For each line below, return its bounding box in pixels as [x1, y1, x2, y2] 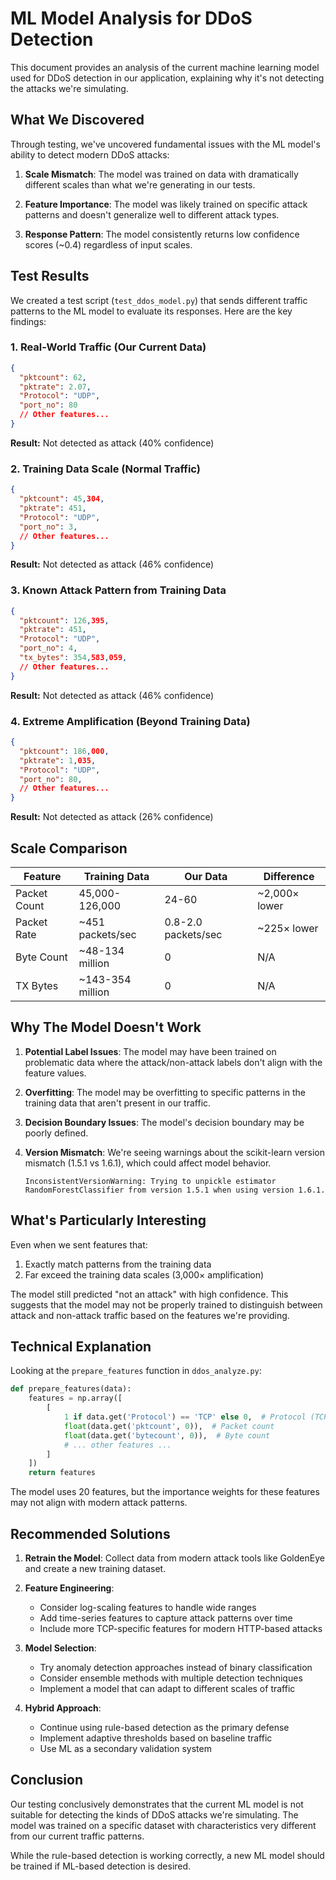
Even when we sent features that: [10, 1238, 148, 1251]
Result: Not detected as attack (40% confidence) [10, 437, 215, 449]
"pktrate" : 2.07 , [19, 382, 92, 392]
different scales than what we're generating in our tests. [24, 178, 256, 191]
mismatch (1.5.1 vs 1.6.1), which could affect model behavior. [24, 1157, 272, 1169]
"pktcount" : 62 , [19, 372, 87, 382]
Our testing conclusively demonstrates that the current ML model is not [10, 1798, 304, 1810]
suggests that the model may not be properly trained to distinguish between [10, 1298, 323, 1311]
